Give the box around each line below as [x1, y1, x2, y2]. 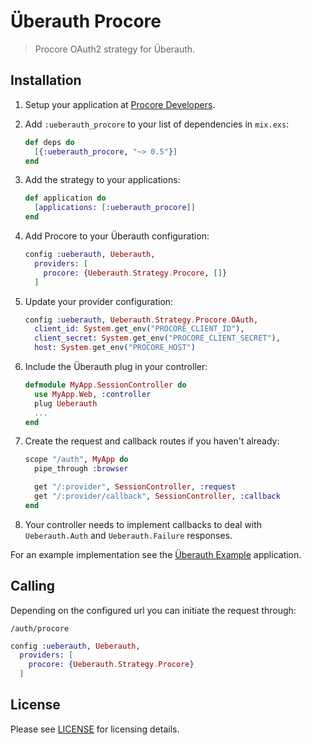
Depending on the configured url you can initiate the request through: [10, 604, 297, 616]
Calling [10, 578, 56, 595]
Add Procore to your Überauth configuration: [24, 230, 210, 242]
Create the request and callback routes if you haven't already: [24, 435, 280, 447]
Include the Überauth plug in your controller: [24, 361, 208, 372]
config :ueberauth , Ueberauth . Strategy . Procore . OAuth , [24, 315, 259, 325]
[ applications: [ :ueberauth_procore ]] [34, 203, 196, 213]
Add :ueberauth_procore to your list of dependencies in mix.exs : [24, 118, 290, 130]
